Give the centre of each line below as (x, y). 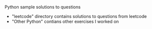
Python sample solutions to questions (43, 7)
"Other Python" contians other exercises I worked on (65, 22)
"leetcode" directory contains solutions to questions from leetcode (79, 16)
